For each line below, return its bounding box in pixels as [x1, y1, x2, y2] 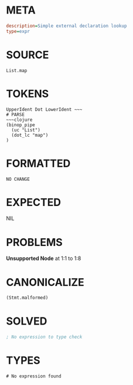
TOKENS [6, 87, 49, 100]
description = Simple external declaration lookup [6, 23, 127, 29]
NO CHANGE [6, 176, 30, 182]
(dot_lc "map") [11, 132, 49, 138]
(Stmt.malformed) [6, 295, 49, 301]
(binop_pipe [6, 121, 35, 128]
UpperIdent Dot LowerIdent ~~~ [6, 106, 83, 112]
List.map [6, 67, 28, 73]
